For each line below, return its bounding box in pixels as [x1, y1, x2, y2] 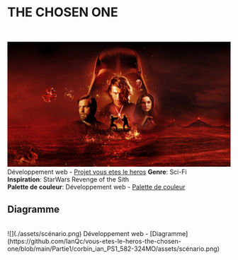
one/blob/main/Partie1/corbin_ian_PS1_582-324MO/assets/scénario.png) [7, 244, 220, 253]
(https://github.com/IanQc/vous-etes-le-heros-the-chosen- [7, 237, 182, 246]
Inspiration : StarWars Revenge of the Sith [7, 175, 130, 184]
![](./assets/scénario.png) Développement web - [7, 230, 149, 238]
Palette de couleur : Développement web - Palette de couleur [7, 183, 186, 191]
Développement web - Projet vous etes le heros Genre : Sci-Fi [7, 167, 187, 177]
